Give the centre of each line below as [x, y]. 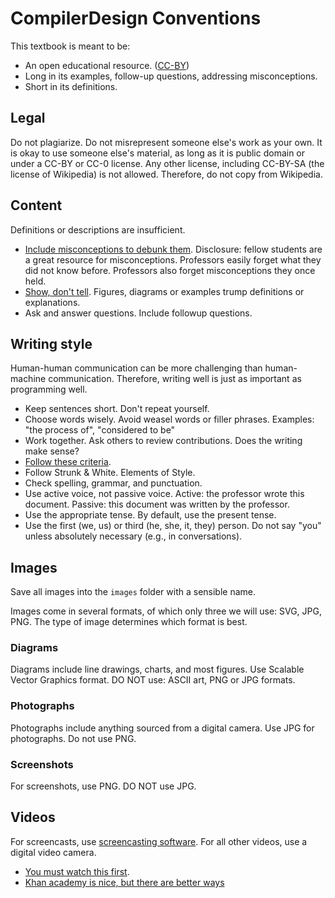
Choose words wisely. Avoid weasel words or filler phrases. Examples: [169, 419]
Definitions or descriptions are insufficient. [98, 229]
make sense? [52, 451]
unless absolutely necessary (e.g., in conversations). [133, 536]
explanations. [52, 302]
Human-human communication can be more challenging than [136, 368]
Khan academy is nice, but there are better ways [124, 882]
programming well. [49, 389]
